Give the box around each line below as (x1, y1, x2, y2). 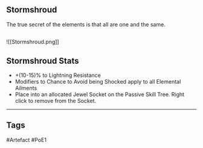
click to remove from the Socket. (14, 97, 97, 105)
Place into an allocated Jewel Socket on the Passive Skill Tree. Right (14, 91, 185, 98)
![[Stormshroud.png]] (6, 39, 59, 46)
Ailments (14, 84, 37, 92)
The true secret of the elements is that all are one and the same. (6, 20, 166, 28)
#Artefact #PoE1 (6, 136, 47, 143)
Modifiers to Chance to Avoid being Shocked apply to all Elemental (14, 78, 181, 85)
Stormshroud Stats (6, 55, 80, 66)
